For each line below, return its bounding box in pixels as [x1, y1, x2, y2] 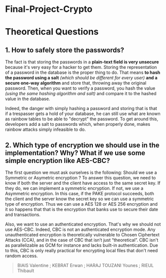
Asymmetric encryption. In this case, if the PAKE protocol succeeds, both [5, 191, 155, 196]
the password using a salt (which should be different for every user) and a [5, 75, 158, 81]
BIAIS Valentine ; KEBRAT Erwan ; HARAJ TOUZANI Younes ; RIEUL [17, 263, 154, 268]
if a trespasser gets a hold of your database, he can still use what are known [5, 111, 161, 117]
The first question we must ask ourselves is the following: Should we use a [5, 169, 157, 175]
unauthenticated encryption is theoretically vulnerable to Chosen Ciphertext [5, 232, 160, 237]
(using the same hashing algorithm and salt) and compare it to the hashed [5, 91, 157, 97]
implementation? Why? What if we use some [5, 149, 146, 157]
